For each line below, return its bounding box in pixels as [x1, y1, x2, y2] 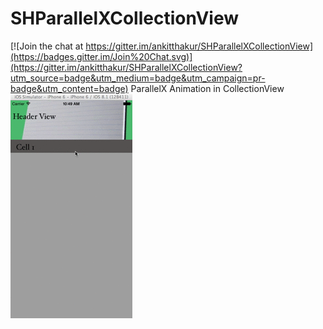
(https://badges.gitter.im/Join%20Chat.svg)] [10, 50, 193, 62]
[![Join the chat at [10, 40, 84, 52]
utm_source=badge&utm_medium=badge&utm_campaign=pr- [10, 72, 266, 84]
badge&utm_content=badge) [10, 82, 129, 94]
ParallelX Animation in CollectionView [130, 82, 285, 94]
